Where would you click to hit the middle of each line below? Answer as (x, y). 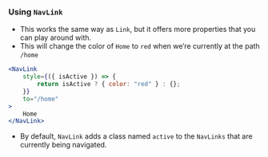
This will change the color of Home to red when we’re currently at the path (140, 46)
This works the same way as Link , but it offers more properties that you (138, 29)
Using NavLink (36, 12)
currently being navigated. (63, 145)
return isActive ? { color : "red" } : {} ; (109, 84)
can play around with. (56, 37)
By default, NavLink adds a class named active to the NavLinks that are (136, 136)
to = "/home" (41, 99)
